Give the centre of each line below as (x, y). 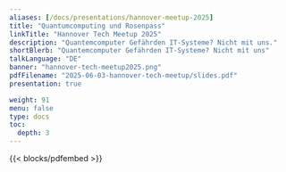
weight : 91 (29, 100)
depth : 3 (34, 133)
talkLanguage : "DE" (46, 59)
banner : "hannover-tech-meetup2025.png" (86, 68)
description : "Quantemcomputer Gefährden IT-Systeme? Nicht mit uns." (143, 42)
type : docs (29, 117)
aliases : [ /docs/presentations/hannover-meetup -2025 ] (112, 17)
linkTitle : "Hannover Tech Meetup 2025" (86, 34)
